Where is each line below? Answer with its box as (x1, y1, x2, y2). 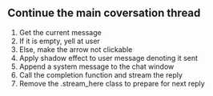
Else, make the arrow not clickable (18, 44, 133, 54)
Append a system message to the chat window (18, 62, 175, 71)
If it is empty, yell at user (18, 36, 101, 46)
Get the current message (18, 27, 102, 37)
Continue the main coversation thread (7, 6, 201, 20)
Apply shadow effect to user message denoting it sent (18, 53, 198, 62)
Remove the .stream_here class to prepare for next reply (18, 78, 205, 88)
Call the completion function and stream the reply (18, 70, 183, 79)
